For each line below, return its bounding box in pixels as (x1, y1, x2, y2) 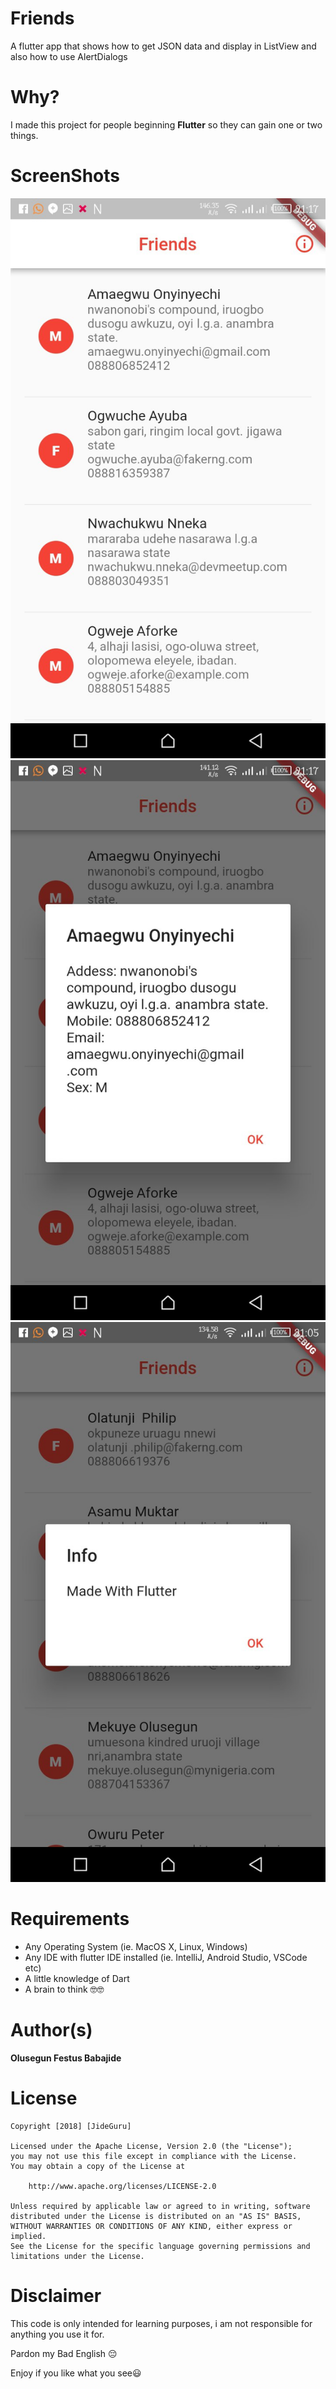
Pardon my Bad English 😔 (10, 2347, 118, 2359)
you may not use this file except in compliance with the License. (10, 2151, 298, 2161)
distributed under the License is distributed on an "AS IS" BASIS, (10, 2211, 302, 2221)
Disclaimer (10, 2284, 102, 2307)
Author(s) (10, 2018, 93, 2041)
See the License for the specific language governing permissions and (10, 2241, 311, 2251)
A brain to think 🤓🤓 (24, 1983, 105, 1995)
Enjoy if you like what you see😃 (10, 2367, 142, 2379)
